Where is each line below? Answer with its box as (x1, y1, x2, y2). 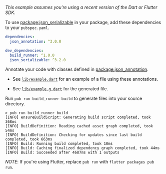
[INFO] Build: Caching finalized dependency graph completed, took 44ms (5, 145, 160, 151)
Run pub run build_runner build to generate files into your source (5, 95, 142, 102)
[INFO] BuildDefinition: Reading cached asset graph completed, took (5, 124, 153, 129)
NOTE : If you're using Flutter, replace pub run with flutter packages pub (5, 159, 154, 165)
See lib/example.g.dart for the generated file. (12, 86, 108, 92)
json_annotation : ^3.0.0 (9, 39, 61, 44)
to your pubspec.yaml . (5, 25, 49, 31)
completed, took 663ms (5, 137, 52, 142)
